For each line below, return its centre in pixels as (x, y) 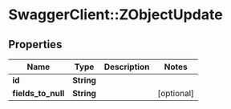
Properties (35, 44)
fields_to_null (38, 93)
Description (127, 67)
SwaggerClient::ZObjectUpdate (115, 15)
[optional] (176, 93)
